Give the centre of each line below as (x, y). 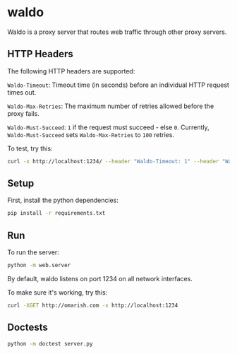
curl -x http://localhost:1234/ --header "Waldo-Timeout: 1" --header (113, 161)
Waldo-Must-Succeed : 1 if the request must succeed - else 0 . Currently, (108, 127)
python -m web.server (39, 266)
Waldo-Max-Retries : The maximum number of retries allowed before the (111, 106)
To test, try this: (30, 148)
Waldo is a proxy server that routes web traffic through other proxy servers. (117, 32)
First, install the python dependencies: (63, 200)
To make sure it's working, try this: (57, 293)
